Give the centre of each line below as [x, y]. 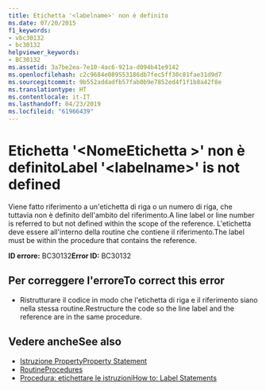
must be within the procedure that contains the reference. [102, 240]
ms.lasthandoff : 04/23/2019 [55, 104]
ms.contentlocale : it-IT [49, 97]
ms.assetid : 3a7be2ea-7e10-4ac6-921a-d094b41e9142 [94, 68]
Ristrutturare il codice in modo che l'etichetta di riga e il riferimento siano [139, 299]
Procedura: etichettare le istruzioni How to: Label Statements [118, 377]
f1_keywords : [30, 30]
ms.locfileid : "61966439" [51, 112]
